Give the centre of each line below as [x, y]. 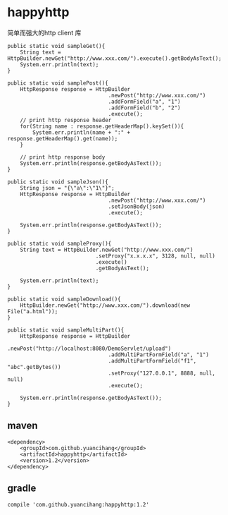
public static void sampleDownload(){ [64, 299]
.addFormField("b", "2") [144, 108]
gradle [22, 489]
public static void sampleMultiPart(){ [66, 330]
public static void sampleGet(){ [56, 46]
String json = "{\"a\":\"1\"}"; [67, 188]
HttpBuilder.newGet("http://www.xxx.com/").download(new [105, 305]
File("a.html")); [33, 311]
